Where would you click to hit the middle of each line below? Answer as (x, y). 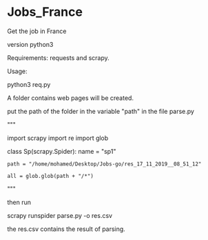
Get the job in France (37, 31)
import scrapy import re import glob (58, 138)
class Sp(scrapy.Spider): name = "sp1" (62, 151)
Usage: (17, 71)
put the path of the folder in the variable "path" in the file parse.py (101, 111)
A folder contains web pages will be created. (71, 98)
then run (19, 202)
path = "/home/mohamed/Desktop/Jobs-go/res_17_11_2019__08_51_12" (104, 164)
